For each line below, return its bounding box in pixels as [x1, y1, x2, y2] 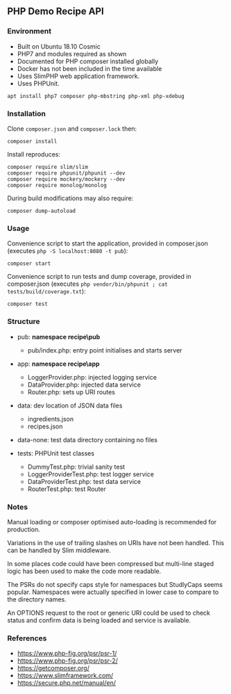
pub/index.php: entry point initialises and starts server [27, 346, 182, 354]
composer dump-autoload [7, 207, 76, 214]
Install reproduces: [7, 150, 61, 159]
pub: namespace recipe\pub [17, 332, 101, 341]
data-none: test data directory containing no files [17, 435, 158, 444]
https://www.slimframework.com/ [17, 671, 114, 680]
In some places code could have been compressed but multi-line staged [7, 559, 214, 567]
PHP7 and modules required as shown [17, 49, 127, 58]
